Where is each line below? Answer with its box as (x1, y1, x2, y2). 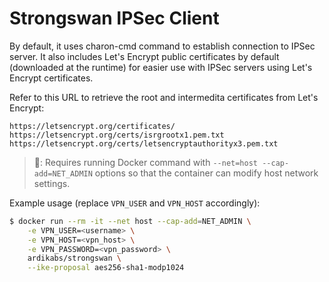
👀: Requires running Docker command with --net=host (33, 156, 259, 168)
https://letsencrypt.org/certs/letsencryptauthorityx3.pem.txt (9, 138, 279, 149)
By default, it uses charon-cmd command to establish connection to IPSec (9, 40, 316, 52)
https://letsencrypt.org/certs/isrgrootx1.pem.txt (9, 130, 225, 140)
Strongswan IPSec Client (9, 7, 220, 30)
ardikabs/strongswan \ (27, 253, 122, 264)
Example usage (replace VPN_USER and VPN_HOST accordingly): (9, 197, 261, 209)
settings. (33, 177, 71, 189)
